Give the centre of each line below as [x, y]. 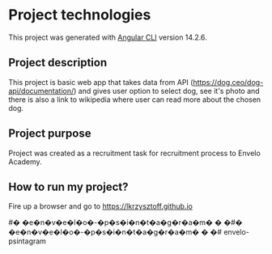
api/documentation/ [41, 91]
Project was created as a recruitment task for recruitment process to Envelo [134, 153]
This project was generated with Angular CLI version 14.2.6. [108, 37]
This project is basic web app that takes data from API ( [101, 82]
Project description [58, 63]
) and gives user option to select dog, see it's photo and [167, 91]
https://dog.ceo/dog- [228, 82]
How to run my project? [68, 186]
